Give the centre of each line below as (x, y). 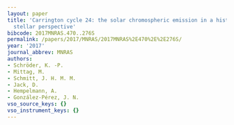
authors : (20, 59)
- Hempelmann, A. (32, 91)
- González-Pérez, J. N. (43, 98)
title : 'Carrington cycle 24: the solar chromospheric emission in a (110, 20)
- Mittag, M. (26, 72)
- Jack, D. (23, 85)
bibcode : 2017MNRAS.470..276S (51, 33)
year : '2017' (26, 46)
